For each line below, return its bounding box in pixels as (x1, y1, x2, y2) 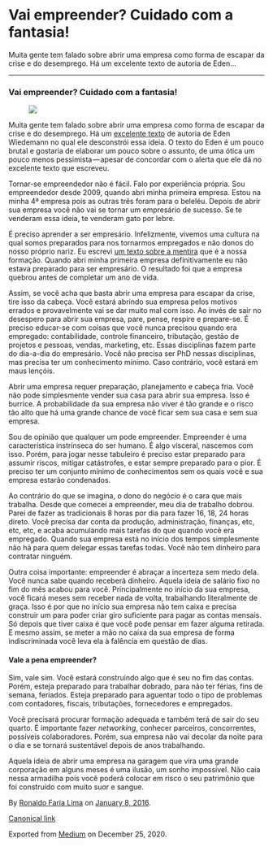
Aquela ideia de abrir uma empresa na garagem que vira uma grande (8, 756, 239, 766)
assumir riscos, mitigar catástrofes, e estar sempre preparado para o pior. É (8, 458, 262, 468)
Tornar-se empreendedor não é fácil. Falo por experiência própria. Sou (8, 179, 245, 189)
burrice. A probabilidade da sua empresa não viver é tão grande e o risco (8, 399, 253, 409)
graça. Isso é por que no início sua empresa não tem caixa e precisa (8, 602, 237, 611)
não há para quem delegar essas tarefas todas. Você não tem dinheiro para (8, 543, 261, 553)
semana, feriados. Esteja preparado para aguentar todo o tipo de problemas (8, 690, 262, 700)
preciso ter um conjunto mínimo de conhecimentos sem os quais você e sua (8, 467, 264, 476)
